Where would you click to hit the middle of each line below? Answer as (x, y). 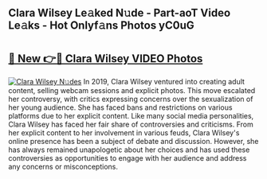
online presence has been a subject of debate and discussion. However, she (133, 141)
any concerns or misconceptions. (63, 167)
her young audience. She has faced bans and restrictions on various (120, 107)
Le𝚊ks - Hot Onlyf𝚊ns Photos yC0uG (102, 26)
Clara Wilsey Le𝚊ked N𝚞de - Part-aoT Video (120, 13)
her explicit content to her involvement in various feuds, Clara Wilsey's (124, 133)
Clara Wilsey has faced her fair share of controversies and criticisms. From (131, 124)
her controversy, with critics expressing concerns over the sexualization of (131, 99)
